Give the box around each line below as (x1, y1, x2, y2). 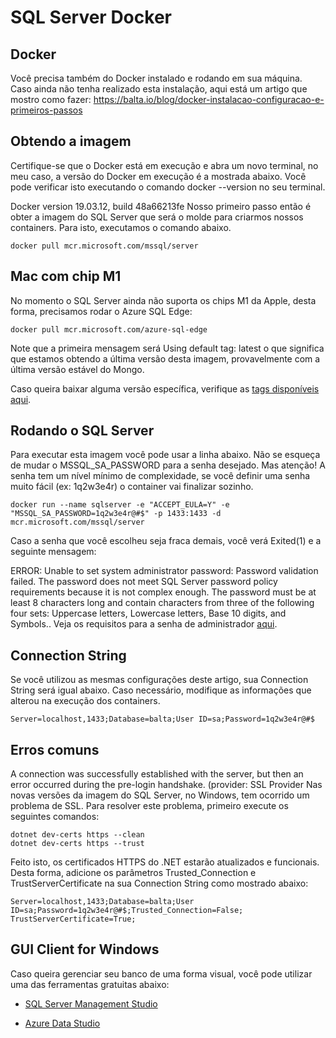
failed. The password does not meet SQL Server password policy (10, 576, 278, 588)
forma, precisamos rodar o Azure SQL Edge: (10, 305, 193, 317)
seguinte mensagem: (10, 546, 97, 558)
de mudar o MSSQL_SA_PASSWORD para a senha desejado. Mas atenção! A (10, 459, 326, 471)
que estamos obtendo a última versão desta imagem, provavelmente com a (10, 352, 321, 365)
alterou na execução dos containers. (10, 695, 161, 707)
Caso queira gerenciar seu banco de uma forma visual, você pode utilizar (10, 967, 313, 980)
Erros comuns (10, 741, 100, 758)
